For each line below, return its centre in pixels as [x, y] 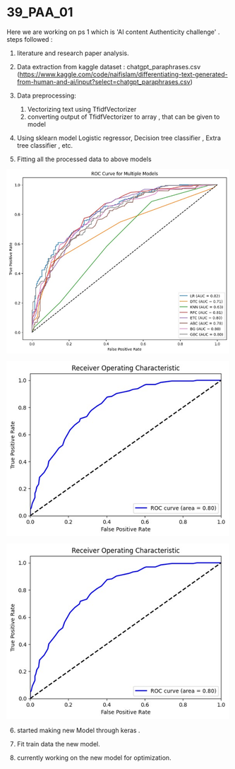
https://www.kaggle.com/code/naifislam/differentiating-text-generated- [124, 74]
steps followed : [30, 39]
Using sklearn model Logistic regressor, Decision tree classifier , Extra [119, 138]
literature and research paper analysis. [73, 53]
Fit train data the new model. [58, 744]
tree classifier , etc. [45, 145]
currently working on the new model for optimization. [94, 758]
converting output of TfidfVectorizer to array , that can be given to [123, 117]
